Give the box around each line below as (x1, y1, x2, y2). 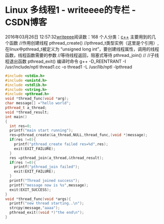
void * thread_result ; (5, 110, 49, 115)
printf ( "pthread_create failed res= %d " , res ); (14, 142, 109, 147)
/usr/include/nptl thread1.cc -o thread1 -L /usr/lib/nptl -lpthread (5, 64, 132, 70)
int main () (5, 114, 27, 119)
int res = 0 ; (9, 124, 32, 128)
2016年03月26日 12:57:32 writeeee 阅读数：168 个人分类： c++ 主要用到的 (5, 34, 152, 40)
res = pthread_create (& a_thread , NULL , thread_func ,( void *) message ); (9, 133, 148, 138)
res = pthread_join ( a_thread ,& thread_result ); (9, 155, 104, 160)
